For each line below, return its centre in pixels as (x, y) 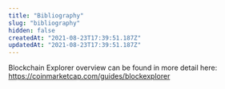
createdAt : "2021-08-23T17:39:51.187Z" (75, 38)
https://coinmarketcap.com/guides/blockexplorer (89, 76)
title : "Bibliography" (46, 15)
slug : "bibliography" (44, 23)
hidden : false (32, 30)
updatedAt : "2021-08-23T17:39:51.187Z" (75, 45)
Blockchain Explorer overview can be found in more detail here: (113, 68)
